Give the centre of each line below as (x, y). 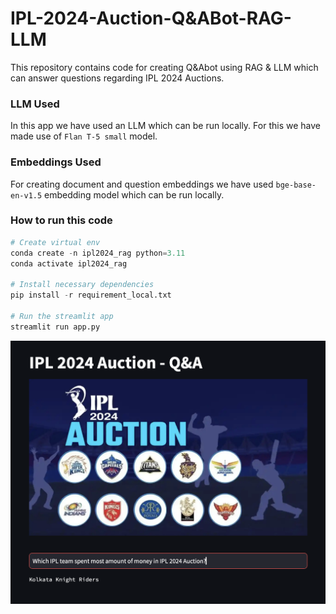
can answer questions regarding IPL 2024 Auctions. (117, 78)
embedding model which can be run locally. (134, 194)
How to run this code (61, 220)
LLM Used (35, 104)
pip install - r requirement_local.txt (91, 295)
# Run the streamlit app (62, 316)
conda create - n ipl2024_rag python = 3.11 (98, 253)
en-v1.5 (26, 195)
